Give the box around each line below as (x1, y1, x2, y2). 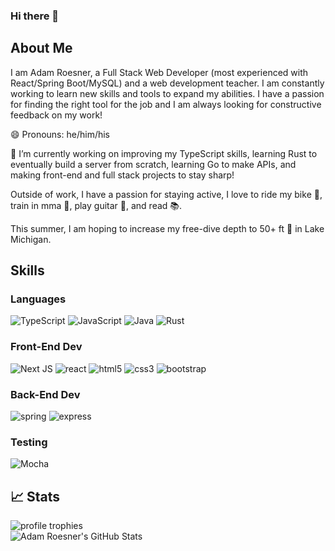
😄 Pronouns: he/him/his (10, 128, 111, 140)
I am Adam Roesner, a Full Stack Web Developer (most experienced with (10, 66, 309, 78)
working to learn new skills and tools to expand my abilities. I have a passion (10, 87, 325, 99)
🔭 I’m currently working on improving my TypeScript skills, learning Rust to (10, 147, 318, 159)
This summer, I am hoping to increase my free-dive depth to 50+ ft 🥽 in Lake (10, 222, 325, 234)
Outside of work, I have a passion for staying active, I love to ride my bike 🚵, (10, 188, 323, 200)
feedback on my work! (10, 109, 103, 121)
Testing (10, 435, 48, 449)
